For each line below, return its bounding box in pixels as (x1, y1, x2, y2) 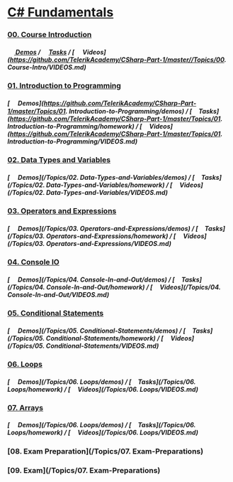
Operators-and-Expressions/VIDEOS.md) (45, 239, 172, 247)
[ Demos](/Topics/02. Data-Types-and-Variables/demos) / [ (7, 173, 195, 181)
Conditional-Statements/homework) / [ (45, 333, 164, 342)
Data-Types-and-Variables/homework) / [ (45, 181, 173, 189)
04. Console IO (7, 257, 60, 267)
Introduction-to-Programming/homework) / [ (7, 122, 142, 130)
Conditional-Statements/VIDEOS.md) (45, 341, 159, 350)
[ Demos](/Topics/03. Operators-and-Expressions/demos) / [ (7, 224, 198, 232)
